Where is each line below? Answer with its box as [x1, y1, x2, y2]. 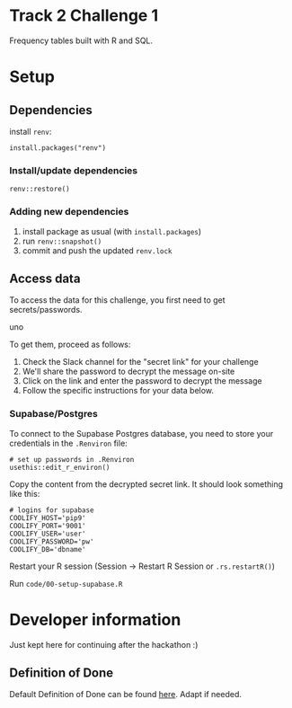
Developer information [9, 609, 181, 630]
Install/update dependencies [9, 164, 137, 176]
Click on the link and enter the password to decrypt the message [22, 376, 262, 386]
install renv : [9, 126, 52, 137]
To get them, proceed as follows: [9, 339, 131, 350]
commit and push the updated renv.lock [22, 244, 173, 256]
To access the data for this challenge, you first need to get [9, 295, 226, 305]
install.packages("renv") [9, 143, 106, 153]
